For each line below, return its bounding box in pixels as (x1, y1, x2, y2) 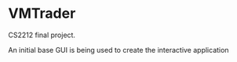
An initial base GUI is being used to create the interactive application (8, 45, 229, 54)
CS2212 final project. (8, 30, 76, 40)
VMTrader (8, 5, 76, 22)
